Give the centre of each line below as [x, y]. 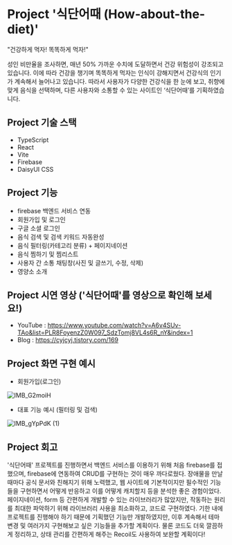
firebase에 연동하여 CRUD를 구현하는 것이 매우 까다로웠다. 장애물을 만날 [125, 474]
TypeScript [33, 140]
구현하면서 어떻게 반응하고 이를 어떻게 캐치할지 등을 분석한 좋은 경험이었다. [121, 491]
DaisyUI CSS [35, 169]
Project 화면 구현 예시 [51, 363]
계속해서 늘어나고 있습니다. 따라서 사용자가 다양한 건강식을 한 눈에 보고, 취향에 [119, 81]
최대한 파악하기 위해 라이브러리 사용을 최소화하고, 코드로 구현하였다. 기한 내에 [119, 508]
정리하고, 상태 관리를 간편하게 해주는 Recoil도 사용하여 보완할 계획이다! [110, 534]
